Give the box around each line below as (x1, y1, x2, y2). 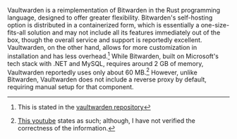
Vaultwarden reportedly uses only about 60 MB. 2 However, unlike (7, 67, 197, 77)
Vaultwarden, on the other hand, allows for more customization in (7, 44, 197, 51)
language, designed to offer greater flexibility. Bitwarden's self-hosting (7, 13, 213, 22)
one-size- (200, 21, 230, 29)
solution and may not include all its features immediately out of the (27, 28, 221, 37)
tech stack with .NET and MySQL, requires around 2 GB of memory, (7, 59, 204, 67)
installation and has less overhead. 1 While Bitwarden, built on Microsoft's (7, 51, 219, 60)
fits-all (7, 28, 26, 37)
